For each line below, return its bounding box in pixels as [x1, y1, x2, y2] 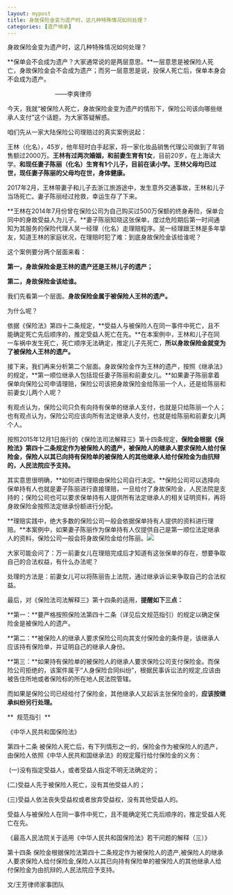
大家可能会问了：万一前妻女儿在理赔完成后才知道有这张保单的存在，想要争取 [7, 549, 226, 558]
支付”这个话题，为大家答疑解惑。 [19, 113, 114, 122]
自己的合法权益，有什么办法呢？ [7, 558, 98, 566]
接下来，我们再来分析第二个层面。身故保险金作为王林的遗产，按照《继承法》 [7, 362, 226, 371]
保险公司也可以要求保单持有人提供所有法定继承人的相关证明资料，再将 [25, 494, 226, 502]
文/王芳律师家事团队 [7, 880, 64, 889]
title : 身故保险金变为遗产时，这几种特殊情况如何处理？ [7, 17, 148, 24]
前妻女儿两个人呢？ [7, 388, 62, 396]
